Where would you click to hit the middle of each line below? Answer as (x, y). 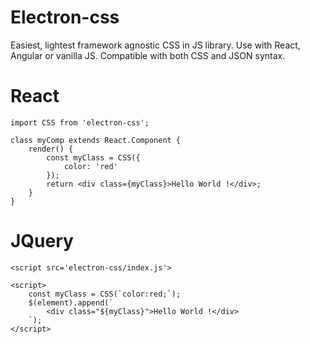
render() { (51, 149)
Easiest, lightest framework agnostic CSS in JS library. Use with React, (155, 45)
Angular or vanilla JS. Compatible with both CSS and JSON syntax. (148, 55)
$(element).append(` (71, 302)
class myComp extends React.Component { (96, 140)
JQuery (42, 241)
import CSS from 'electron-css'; (80, 122)
